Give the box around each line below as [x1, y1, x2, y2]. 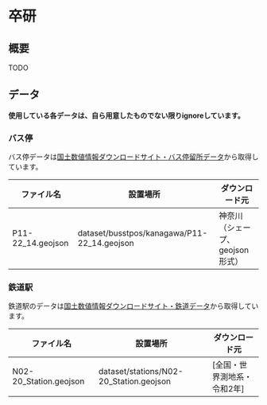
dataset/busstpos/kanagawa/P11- [77, 228, 208, 239]
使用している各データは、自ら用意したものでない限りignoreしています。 [8, 111, 245, 120]
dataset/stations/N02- [98, 366, 184, 377]
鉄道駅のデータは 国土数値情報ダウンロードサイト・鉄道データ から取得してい [8, 302, 259, 311]
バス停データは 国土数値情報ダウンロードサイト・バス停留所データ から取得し [8, 152, 259, 162]
